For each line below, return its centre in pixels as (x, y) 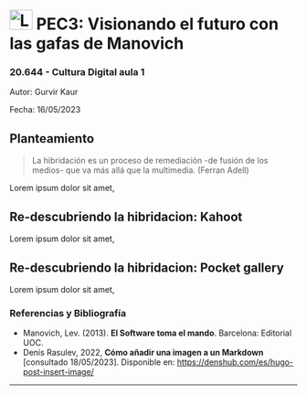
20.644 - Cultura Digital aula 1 (77, 72)
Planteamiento (52, 139)
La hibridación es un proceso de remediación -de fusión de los (150, 161)
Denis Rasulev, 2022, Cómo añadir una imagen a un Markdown (143, 353)
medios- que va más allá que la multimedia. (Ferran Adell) (140, 170)
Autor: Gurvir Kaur (44, 92)
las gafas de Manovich (97, 43)
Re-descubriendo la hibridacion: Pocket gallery (147, 267)
